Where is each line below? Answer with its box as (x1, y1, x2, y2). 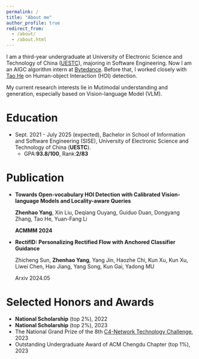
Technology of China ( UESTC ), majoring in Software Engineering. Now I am (6, 59, 192, 67)
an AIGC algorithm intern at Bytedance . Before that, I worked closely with (6, 66, 187, 73)
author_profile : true (6, 20, 61, 26)
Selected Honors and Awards (6, 295, 155, 309)
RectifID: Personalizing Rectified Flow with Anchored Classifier (14, 238, 176, 246)
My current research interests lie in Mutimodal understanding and (6, 84, 168, 90)
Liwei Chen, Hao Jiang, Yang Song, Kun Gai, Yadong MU (14, 263, 155, 270)
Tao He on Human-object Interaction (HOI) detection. (6, 73, 138, 79)
